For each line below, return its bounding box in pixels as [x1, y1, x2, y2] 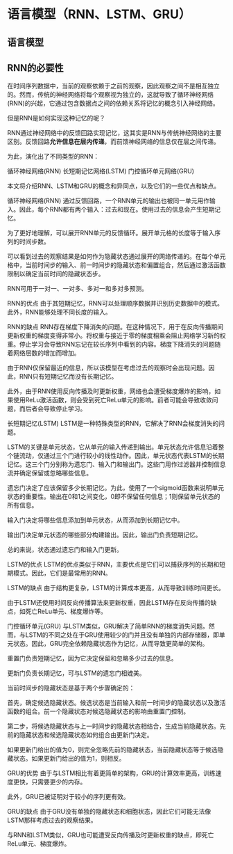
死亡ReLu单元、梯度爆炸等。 [25, 607, 107, 616]
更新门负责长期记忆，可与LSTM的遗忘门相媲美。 [7, 669, 146, 677]
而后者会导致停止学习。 [19, 404, 87, 413]
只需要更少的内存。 [31, 777, 87, 786]
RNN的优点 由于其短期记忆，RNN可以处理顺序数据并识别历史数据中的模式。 [7, 299, 224, 308]
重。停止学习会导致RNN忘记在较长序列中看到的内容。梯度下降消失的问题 [7, 340, 215, 349]
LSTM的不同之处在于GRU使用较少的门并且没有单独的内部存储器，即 [25, 631, 220, 639]
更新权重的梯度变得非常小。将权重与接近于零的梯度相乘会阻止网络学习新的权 [7, 331, 226, 340]
